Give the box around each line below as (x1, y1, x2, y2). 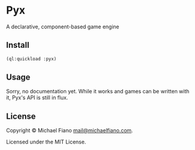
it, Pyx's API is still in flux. (6, 94, 69, 101)
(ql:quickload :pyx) (6, 56, 57, 62)
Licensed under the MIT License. (6, 138, 86, 145)
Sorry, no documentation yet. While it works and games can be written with (6, 88, 190, 95)
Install (6, 40, 30, 50)
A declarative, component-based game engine (6, 23, 119, 30)
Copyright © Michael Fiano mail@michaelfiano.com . (6, 127, 134, 134)
